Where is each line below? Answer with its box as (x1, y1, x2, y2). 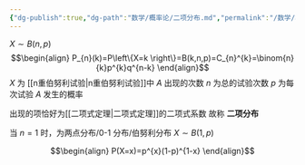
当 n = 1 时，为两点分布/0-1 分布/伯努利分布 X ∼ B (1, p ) (9, 127, 215, 138)
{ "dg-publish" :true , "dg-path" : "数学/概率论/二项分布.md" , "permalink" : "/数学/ (9, 13, 296, 23)
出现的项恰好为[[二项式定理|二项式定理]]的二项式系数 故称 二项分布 (9, 108, 259, 119)
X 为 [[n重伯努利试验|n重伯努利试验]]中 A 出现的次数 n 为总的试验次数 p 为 (9, 77, 287, 88)
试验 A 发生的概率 (16, 88, 84, 100)
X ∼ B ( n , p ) (9, 38, 52, 49)
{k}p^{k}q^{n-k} (95, 62, 156, 73)
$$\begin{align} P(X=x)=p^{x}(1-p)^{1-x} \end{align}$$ (50, 145, 255, 156)
